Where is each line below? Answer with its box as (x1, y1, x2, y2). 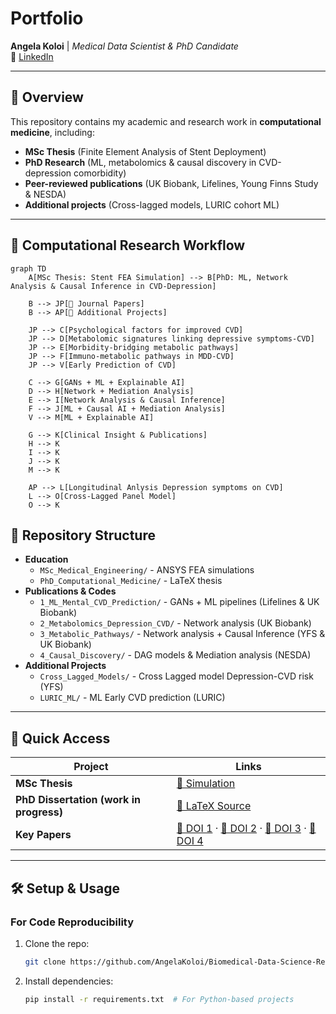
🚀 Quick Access (10, 730, 111, 747)
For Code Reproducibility (10, 915, 135, 929)
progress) (15, 805, 63, 819)
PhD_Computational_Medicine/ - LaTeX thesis (39, 575, 223, 587)
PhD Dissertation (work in (15, 793, 141, 807)
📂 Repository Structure (10, 527, 156, 544)
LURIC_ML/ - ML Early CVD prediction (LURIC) (39, 692, 226, 704)
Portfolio (10, 7, 84, 30)
